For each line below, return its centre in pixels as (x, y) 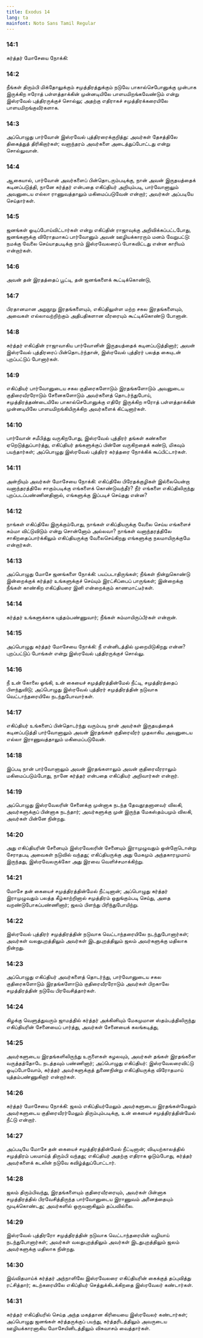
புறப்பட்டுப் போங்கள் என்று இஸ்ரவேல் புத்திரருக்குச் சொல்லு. (75, 653)
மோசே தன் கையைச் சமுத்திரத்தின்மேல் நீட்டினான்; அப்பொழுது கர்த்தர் (87, 891)
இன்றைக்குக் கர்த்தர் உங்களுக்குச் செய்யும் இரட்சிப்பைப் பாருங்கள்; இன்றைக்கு (95, 581)
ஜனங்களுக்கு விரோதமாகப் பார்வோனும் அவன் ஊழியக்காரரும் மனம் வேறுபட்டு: (98, 236)
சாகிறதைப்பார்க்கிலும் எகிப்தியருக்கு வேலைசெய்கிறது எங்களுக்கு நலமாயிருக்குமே (98, 538)
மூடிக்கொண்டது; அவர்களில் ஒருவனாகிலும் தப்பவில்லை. (70, 1206)
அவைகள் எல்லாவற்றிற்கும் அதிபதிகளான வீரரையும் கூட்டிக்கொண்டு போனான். (97, 316)
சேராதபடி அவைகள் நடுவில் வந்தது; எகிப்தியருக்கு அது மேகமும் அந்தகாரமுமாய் (98, 855)
